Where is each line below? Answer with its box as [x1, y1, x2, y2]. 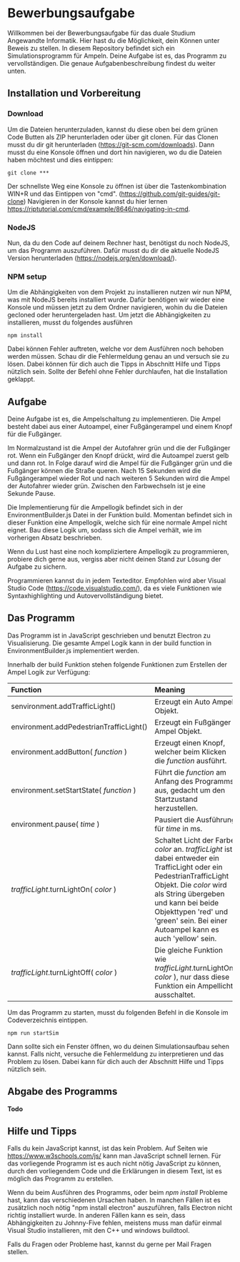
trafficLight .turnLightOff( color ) [11, 967, 118, 977]
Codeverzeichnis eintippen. [7, 1015, 88, 1024]
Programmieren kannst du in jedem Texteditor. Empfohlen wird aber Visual [7, 577, 226, 585]
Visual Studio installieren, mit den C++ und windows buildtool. [7, 1226, 190, 1235]
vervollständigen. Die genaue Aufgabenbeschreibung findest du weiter [7, 59, 216, 67]
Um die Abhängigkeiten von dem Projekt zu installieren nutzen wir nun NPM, [7, 288, 232, 297]
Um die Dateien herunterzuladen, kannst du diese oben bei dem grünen [7, 125, 218, 134]
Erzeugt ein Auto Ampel [154, 697, 234, 707]
